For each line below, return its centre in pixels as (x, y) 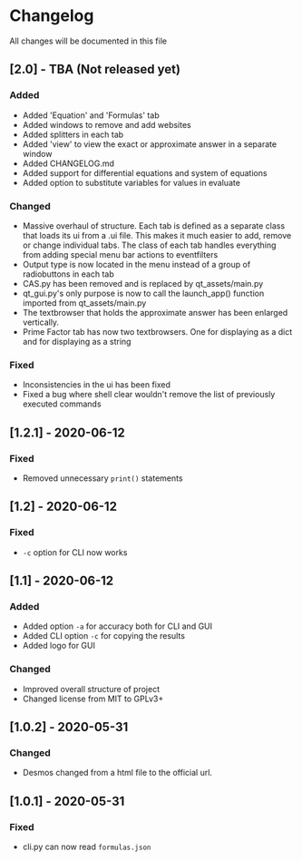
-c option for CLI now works (75, 552)
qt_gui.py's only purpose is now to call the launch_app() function (143, 293)
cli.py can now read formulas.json (87, 846)
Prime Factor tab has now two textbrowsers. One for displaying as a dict (157, 331)
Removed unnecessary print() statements (102, 478)
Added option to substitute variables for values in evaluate (131, 182)
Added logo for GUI (58, 646)
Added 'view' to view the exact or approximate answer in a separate (150, 144)
